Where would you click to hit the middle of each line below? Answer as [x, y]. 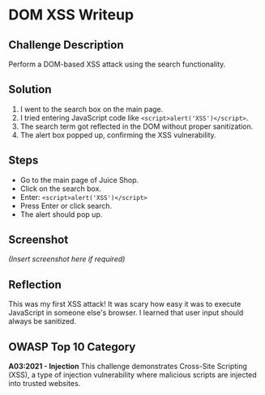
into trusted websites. [45, 384]
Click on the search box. [61, 189]
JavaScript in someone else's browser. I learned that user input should [126, 312]
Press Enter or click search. [66, 206]
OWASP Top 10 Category [72, 347]
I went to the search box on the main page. [92, 109]
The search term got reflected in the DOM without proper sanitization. [137, 126]
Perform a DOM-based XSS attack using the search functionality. [117, 64]
